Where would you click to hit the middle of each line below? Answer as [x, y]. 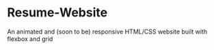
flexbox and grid [30, 38]
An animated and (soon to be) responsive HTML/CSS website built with [107, 32]
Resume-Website [57, 13]
